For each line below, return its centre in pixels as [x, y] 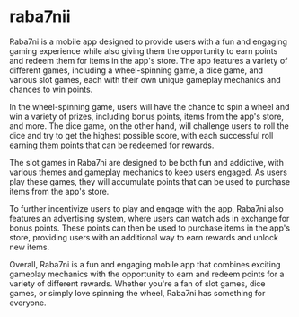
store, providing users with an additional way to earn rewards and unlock [144, 237]
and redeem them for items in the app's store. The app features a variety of [149, 60]
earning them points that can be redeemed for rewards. [112, 145]
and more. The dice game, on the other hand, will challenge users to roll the [149, 126]
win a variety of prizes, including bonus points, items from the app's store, [147, 116]
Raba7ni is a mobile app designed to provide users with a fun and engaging [149, 41]
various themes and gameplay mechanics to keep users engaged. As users [148, 172]
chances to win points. [51, 89]
